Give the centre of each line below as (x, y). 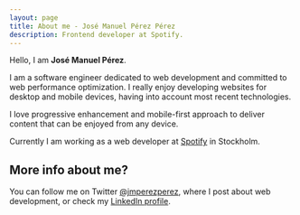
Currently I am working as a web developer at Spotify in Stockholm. (135, 142)
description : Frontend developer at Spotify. (96, 34)
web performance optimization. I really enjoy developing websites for (138, 88)
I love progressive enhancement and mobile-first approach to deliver (137, 115)
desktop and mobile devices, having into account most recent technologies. (150, 97)
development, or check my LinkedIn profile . (90, 201)
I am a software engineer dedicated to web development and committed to (148, 78)
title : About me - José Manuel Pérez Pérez (93, 26)
